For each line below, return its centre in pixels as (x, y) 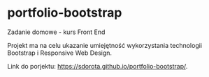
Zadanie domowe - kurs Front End (56, 32)
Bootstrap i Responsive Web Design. (60, 53)
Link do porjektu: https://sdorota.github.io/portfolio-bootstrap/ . (98, 66)
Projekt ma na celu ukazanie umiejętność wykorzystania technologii (105, 45)
